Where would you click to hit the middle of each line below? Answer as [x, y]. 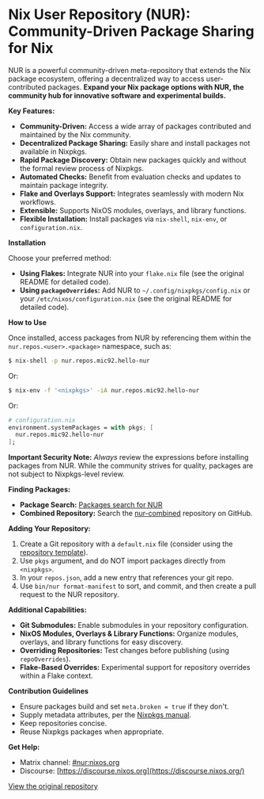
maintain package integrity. [64, 185]
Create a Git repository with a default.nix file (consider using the [126, 544]
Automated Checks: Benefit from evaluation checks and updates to [130, 177]
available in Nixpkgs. [53, 151]
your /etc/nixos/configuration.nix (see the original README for [126, 298]
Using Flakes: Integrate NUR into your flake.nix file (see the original [132, 273]
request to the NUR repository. [70, 594]
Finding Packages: [40, 490]
